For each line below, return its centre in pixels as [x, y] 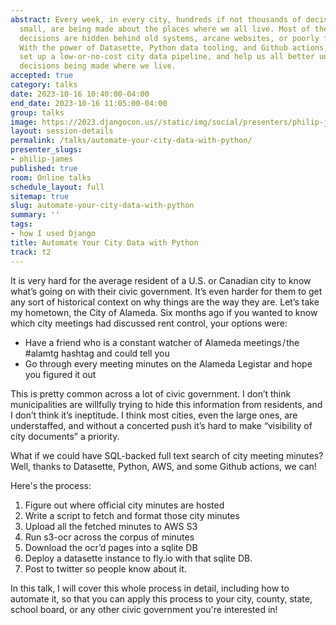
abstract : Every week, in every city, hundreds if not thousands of [156, 19]
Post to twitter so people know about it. [105, 568]
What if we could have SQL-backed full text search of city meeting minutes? [167, 455]
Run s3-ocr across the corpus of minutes [109, 537]
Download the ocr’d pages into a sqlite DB [111, 547]
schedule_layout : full [57, 187]
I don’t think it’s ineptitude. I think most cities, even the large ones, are [154, 415]
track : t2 [31, 252]
